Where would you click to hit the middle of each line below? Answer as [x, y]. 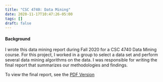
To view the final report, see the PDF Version [50, 75]
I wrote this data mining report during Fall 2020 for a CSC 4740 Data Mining [81, 50]
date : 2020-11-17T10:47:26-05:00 [39, 14]
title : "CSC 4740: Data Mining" [38, 10]
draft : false [18, 23]
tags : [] [14, 19]
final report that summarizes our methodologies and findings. [66, 65]
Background [18, 39]
